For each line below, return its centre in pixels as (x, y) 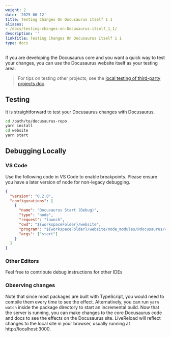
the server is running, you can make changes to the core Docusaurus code (84, 313)
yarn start (17, 135)
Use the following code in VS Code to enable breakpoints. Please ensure (81, 176)
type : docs (17, 43)
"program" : (30, 229)
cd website (17, 131)
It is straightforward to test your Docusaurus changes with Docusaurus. (80, 112)
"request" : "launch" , (42, 220)
